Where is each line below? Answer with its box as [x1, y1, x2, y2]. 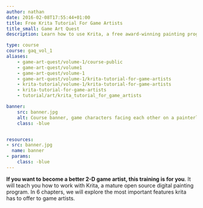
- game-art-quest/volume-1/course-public [17, 58, 123, 65]
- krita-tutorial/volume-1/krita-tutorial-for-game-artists [17, 81, 172, 87]
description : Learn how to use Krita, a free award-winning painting [6, 31, 185, 37]
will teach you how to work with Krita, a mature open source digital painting [6, 181, 194, 189]
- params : [6, 153, 31, 160]
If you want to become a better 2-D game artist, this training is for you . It [6, 175, 192, 183]
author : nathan [6, 8, 45, 15]
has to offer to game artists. [6, 194, 76, 202]
